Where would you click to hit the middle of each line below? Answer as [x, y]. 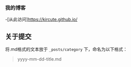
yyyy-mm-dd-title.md [39, 59]
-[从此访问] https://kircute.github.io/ [41, 19]
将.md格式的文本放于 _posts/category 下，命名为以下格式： [66, 49]
